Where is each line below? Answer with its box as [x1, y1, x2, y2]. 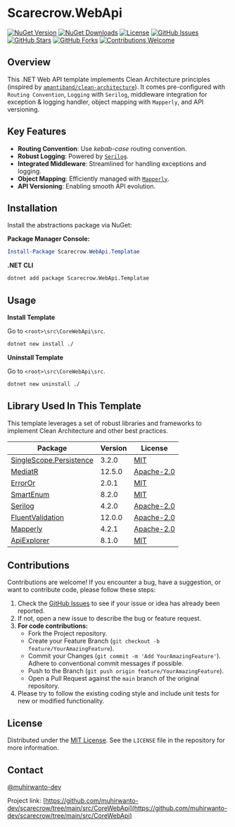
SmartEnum [11, 489, 50, 499]
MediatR [11, 466, 39, 476]
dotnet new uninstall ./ [7, 380, 80, 388]
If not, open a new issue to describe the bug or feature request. [17, 614, 202, 623]
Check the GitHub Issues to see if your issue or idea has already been [17, 599, 220, 608]
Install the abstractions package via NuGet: [7, 221, 132, 230]
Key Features [7, 126, 67, 138]
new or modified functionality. [17, 697, 104, 706]
